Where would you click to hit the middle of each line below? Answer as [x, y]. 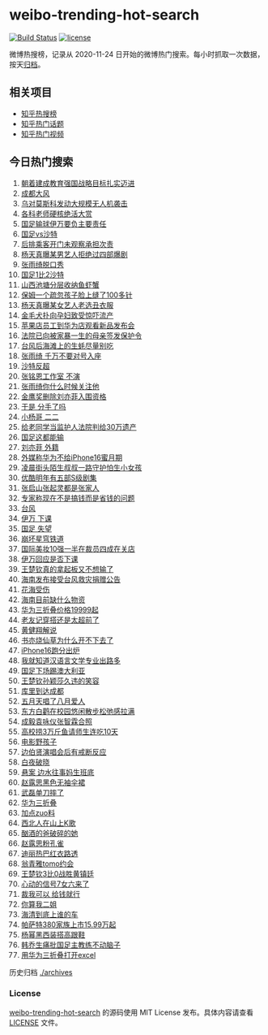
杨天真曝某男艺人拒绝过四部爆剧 [74, 254]
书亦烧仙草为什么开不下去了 [67, 640]
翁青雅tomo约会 [47, 864]
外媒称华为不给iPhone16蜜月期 [72, 457]
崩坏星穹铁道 [42, 539]
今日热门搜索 [41, 162]
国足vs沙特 [39, 234]
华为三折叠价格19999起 [60, 609]
